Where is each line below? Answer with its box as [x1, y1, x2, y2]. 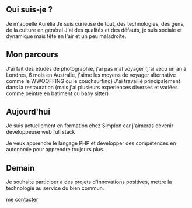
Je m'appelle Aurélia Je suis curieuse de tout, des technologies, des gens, [6, 20, 185, 27]
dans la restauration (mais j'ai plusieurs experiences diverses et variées [6, 84, 178, 91]
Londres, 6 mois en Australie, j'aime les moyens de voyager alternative [6, 71, 176, 78]
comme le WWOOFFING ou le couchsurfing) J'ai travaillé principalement [6, 77, 180, 84]
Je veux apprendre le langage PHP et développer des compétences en [6, 140, 176, 147]
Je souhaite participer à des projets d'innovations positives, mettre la [6, 178, 172, 186]
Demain [6, 163, 35, 173]
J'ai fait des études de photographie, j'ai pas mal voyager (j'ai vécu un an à [6, 65, 187, 72]
